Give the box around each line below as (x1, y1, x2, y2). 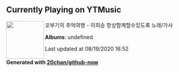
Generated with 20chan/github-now (6, 59, 99, 66)
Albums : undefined (44, 33, 93, 41)
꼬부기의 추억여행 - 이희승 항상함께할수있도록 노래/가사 (44, 21, 173, 29)
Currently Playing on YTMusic (6, 5, 121, 15)
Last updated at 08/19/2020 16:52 (44, 45, 129, 52)
